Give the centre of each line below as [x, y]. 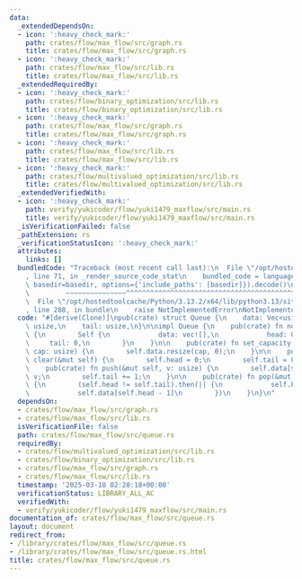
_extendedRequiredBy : [58, 84]
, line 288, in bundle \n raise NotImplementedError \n [134, 310]
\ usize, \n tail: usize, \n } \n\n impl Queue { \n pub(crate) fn [154, 327]
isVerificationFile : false [68, 426]
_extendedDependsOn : [56, 26]
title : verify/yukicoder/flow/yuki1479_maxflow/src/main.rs [140, 218]
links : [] [44, 260]
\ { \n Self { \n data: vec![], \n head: [156, 335]
